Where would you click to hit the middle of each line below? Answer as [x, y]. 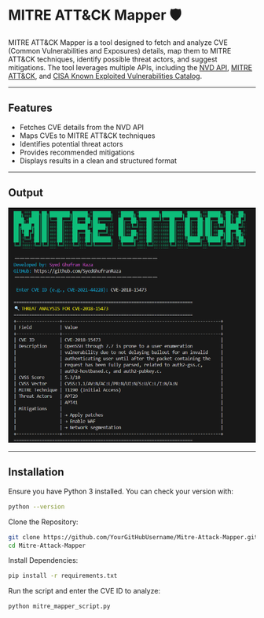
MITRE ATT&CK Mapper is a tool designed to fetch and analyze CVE [118, 42]
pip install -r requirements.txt [63, 576]
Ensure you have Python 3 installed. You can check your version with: [121, 491]
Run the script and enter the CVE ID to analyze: [84, 591]
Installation [36, 473]
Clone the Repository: [43, 522]
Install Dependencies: [43, 560]
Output [26, 193]
